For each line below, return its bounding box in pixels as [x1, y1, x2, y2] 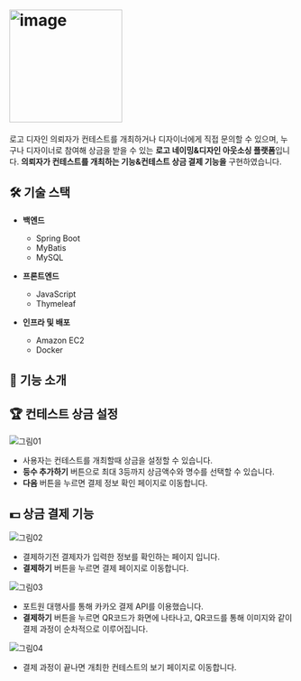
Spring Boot [35, 233, 81, 244]
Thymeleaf [35, 298, 77, 308]
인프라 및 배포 [22, 317, 70, 327]
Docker [35, 344, 63, 355]
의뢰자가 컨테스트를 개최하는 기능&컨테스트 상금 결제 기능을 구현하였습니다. [21, 156, 282, 167]
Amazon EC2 [35, 335, 85, 345]
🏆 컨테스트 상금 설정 [9, 406, 119, 421]
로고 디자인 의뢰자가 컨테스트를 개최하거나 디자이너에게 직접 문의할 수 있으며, [9, 133, 279, 144]
